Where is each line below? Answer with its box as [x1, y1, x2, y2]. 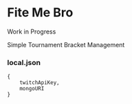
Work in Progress [7, 27, 56, 36]
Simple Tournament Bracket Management [7, 40, 125, 49]
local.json [7, 57, 41, 67]
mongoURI [19, 86, 45, 92]
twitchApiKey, [19, 79, 60, 86]
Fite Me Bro [7, 5, 74, 21]
